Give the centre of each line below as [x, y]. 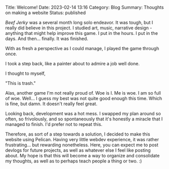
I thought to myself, [25, 73]
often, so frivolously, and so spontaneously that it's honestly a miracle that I [84, 119]
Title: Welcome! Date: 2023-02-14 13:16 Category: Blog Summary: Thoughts [85, 7]
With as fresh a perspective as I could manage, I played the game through [82, 48]
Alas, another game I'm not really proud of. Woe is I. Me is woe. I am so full [83, 93]
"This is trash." [21, 83]
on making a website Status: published [46, 13]
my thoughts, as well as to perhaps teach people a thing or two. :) [74, 161]
